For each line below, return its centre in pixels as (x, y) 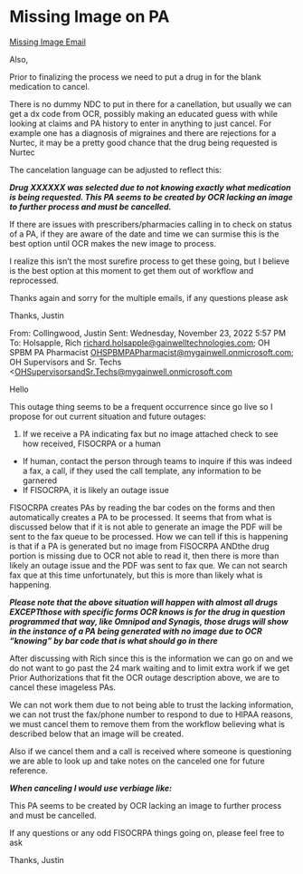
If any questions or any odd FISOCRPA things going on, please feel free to (147, 832)
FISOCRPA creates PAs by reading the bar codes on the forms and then (142, 507)
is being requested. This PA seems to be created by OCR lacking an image (151, 197)
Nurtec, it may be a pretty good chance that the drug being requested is (143, 142)
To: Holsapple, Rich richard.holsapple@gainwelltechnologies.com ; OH (140, 343)
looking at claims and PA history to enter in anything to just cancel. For (141, 123)
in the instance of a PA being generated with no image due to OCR (136, 631)
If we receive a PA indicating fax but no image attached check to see (150, 433)
